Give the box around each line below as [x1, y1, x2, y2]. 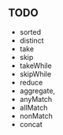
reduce [19, 77, 43, 87]
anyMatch [19, 94, 53, 103]
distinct [19, 36, 44, 45]
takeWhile [19, 61, 53, 70]
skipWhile [19, 69, 52, 78]
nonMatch [19, 111, 53, 121]
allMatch [19, 103, 48, 112]
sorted [19, 27, 42, 36]
